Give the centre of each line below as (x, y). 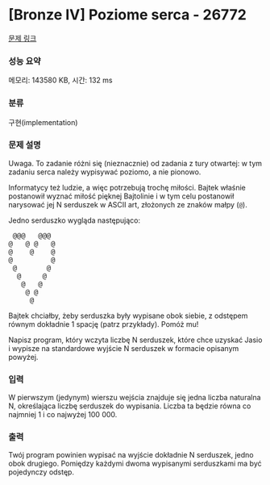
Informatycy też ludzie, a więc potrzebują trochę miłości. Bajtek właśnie (127, 187)
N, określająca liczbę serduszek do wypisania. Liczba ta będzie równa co (130, 406)
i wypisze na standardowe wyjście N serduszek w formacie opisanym (124, 348)
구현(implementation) (43, 122)
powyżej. (23, 357)
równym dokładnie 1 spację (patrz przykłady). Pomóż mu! (104, 324)
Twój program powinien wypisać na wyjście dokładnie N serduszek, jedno (131, 455)
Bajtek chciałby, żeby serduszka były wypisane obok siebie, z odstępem (128, 316)
